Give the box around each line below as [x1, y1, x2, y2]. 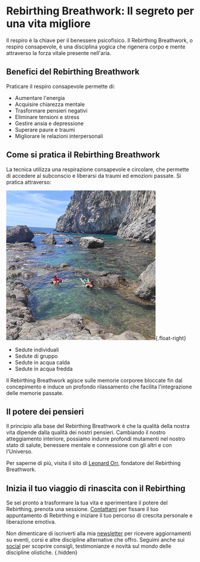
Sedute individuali [14, 346, 59, 353]
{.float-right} [155, 334, 186, 342]
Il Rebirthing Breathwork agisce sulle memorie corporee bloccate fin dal [6, 376, 183, 384]
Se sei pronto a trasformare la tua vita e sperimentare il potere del [6, 499, 168, 506]
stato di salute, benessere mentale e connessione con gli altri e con [6, 442, 172, 449]
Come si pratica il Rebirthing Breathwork [6, 150, 160, 160]
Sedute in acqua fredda [14, 365, 73, 372]
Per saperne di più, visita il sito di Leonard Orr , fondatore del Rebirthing [6, 460, 181, 467]
